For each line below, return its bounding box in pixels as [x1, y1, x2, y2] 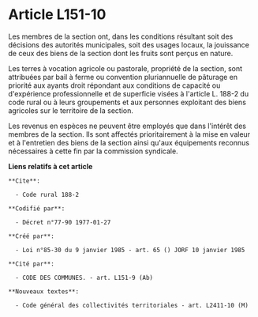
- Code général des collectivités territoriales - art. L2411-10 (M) [15, 301, 249, 309]
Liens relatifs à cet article [8, 161, 93, 171]
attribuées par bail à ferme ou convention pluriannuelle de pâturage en [8, 72, 238, 81]
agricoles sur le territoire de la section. [8, 105, 134, 115]
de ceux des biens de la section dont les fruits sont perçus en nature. [8, 48, 234, 58]
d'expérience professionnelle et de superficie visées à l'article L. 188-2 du [8, 89, 249, 98]
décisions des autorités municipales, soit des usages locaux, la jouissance [8, 40, 250, 49]
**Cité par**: [8, 259, 55, 268]
